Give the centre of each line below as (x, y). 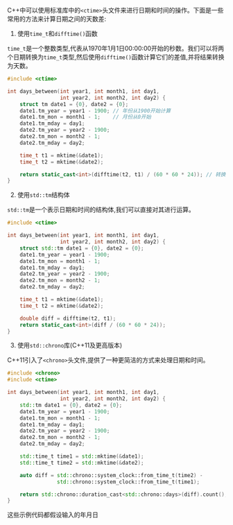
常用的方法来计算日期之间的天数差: (57, 19)
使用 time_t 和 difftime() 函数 (58, 34)
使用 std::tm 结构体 (43, 195)
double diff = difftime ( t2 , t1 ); (68, 318)
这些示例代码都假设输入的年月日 (53, 515)
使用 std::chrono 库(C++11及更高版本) (70, 345)
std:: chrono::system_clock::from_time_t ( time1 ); (128, 482)
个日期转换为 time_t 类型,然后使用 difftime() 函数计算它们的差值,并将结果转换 (116, 57)
